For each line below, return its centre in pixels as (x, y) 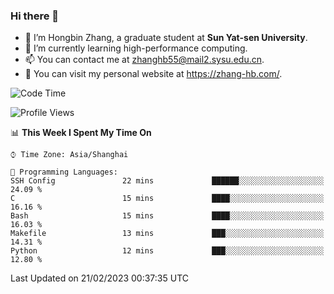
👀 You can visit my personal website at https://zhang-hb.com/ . (153, 74)
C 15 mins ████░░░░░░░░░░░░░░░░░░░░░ (167, 199)
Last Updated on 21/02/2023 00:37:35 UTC (99, 278)
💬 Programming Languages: (64, 172)
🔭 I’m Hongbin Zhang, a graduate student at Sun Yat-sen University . (166, 38)
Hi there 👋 (35, 16)
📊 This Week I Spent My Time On (81, 133)
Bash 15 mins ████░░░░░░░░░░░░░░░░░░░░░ (167, 216)
